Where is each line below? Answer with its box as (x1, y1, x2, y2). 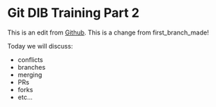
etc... (17, 93, 33, 101)
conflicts (17, 55, 44, 64)
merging (17, 70, 42, 79)
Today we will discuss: (7, 42, 73, 50)
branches (17, 63, 46, 71)
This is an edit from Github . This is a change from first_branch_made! (7, 28, 209, 37)
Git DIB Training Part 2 (7, 5, 140, 21)
